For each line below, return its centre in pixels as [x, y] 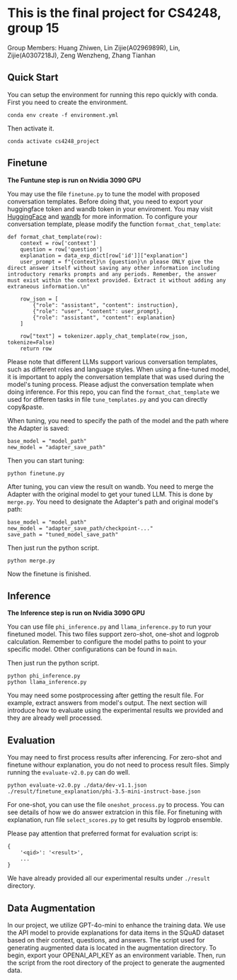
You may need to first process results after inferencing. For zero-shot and [115, 757]
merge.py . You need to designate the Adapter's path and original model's [113, 502]
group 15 [33, 28]
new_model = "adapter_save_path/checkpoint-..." [80, 528]
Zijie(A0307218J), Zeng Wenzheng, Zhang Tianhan [81, 55]
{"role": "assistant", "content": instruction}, [106, 305]
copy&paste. [26, 407]
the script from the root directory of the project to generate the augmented [116, 963]
